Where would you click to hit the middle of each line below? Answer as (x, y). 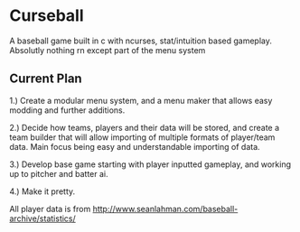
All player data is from (50, 209)
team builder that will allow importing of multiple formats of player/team (142, 137)
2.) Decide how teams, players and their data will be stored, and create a (145, 127)
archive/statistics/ (43, 218)
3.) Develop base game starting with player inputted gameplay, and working (150, 164)
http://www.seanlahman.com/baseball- (165, 209)
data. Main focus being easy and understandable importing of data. (135, 146)
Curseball (47, 16)
